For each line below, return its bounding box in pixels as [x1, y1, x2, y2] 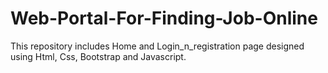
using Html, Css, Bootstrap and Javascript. [10, 50, 187, 62]
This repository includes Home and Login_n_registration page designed [10, 40, 305, 52]
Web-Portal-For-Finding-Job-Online [10, 7, 318, 30]
